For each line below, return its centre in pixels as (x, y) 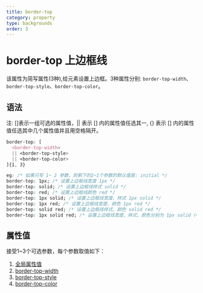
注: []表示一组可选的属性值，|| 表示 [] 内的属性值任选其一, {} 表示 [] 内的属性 (100, 123)
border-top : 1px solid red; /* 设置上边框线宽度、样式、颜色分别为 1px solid (99, 215)
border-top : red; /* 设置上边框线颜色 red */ (61, 192)
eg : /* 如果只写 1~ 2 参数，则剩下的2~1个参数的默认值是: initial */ (87, 176)
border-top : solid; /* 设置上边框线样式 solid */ (66, 187)
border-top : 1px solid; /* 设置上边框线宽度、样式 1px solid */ (84, 198)
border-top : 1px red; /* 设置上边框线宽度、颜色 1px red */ (79, 204)
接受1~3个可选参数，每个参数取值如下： (56, 251)
